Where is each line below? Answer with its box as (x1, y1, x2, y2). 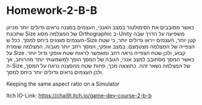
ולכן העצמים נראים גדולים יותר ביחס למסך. (6, 68, 104, 75)
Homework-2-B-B (6, 4, 98, 17)
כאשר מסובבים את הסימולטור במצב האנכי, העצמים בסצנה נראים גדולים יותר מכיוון (6, 24, 195, 31)
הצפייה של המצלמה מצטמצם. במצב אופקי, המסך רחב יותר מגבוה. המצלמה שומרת (6, 43, 195, 50)
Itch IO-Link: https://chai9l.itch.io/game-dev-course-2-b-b (6, 92, 152, 99)
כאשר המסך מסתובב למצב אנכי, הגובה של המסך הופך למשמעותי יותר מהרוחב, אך (6, 56, 195, 63)
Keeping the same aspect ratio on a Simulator (6, 80, 120, 87)
